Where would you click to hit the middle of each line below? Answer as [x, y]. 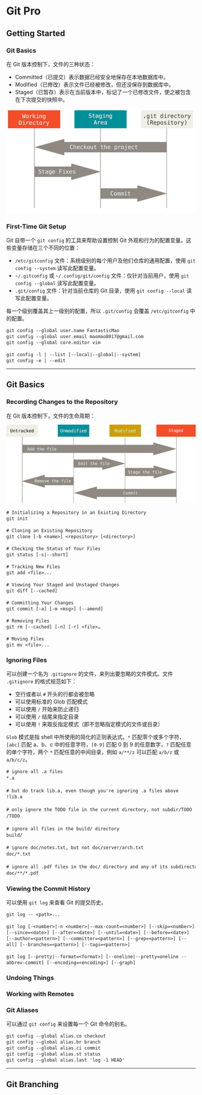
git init [17, 519]
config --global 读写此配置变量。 [57, 283]
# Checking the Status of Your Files [54, 549]
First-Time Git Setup [36, 226]
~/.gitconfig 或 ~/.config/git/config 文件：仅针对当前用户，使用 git [102, 276]
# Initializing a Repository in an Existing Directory [76, 513]
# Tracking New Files [33, 567]
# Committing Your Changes [40, 603]
